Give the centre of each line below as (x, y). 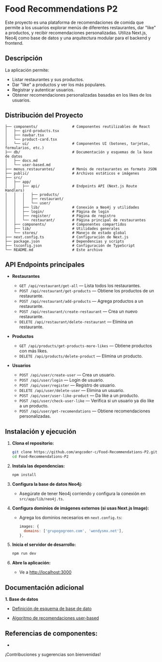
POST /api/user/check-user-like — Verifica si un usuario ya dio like (87, 401)
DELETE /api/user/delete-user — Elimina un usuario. (72, 390)
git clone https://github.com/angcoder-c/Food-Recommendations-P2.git (85, 452)
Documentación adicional (44, 587)
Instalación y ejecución (41, 432)
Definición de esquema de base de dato (52, 609)
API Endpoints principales (45, 264)
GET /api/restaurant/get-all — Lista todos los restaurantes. (80, 286)
